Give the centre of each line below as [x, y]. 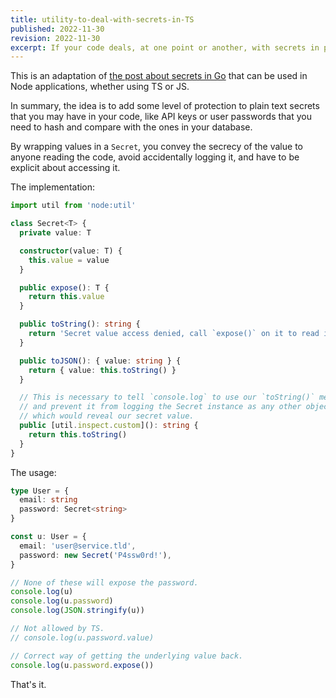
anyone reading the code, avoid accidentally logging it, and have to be [155, 157]
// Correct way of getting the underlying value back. [127, 656]
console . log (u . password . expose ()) [82, 665]
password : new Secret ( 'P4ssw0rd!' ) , [95, 555]
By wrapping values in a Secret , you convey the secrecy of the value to [156, 147]
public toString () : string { [80, 324]
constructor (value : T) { [71, 251]
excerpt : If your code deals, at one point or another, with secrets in [165, 47]
